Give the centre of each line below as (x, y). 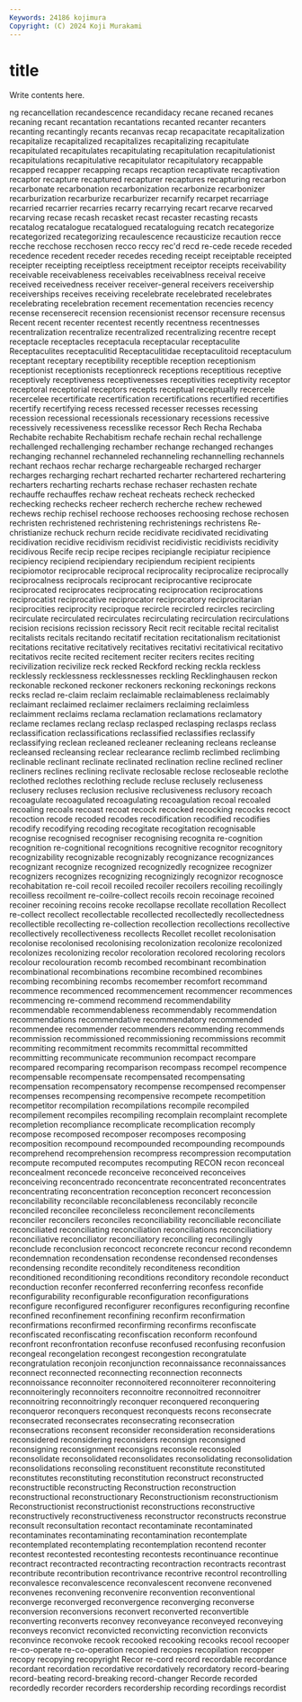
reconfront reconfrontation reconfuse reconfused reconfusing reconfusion (147, 1344)
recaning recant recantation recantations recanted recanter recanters (138, 122)
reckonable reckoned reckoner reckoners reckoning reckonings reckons (143, 686)
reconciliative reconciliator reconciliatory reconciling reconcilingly (131, 1239)
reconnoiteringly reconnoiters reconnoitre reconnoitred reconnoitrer (135, 1392)
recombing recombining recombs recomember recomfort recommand (138, 981)
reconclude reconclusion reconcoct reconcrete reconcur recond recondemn (151, 1249)
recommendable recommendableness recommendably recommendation (143, 1010)
